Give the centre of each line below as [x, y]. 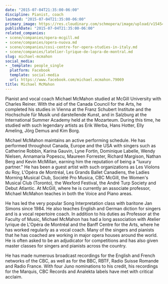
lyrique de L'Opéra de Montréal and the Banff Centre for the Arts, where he [82, 224]
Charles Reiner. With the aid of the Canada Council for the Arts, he [73, 104]
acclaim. [14, 276]
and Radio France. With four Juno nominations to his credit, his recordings [82, 266]
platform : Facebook [30, 71]
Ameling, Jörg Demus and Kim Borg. [42, 130]
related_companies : [25, 33]
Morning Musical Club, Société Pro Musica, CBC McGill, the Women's [77, 177]
